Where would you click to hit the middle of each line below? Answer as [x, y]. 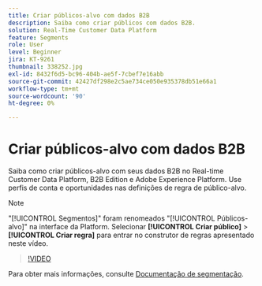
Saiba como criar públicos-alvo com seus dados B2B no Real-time [116, 171]
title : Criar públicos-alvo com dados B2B [79, 15]
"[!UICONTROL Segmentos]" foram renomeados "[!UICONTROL [112, 218]
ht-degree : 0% [32, 103]
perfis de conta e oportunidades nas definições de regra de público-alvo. [127, 188]
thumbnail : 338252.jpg [45, 67]
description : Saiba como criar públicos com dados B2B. [102, 23]
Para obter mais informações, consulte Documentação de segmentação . [126, 274]
